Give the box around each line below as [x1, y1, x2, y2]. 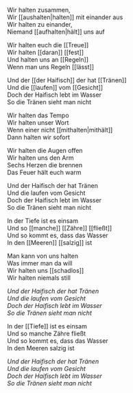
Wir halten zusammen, [7, 6, 71, 14]
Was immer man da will [7, 259, 73, 267]
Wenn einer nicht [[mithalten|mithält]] [7, 126, 113, 134]
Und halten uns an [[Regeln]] [7, 56, 89, 64]
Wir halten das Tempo [7, 111, 70, 119]
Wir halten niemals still [7, 274, 71, 282]
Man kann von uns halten [7, 252, 79, 260]
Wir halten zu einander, [7, 21, 73, 28]
